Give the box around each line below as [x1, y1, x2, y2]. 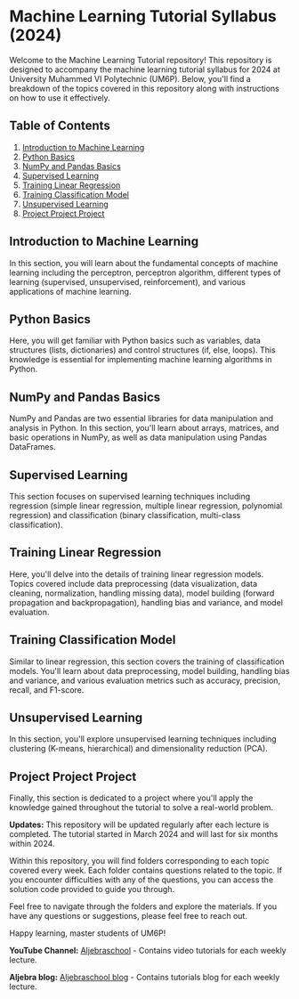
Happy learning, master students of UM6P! [9, 928, 166, 938]
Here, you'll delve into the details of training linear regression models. [9, 568, 264, 580]
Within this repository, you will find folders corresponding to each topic [9, 856, 270, 866]
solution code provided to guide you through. [9, 884, 175, 895]
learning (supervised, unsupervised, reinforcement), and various [9, 276, 246, 287]
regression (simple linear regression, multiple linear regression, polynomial [9, 500, 283, 511]
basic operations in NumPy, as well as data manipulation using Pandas [9, 432, 267, 443]
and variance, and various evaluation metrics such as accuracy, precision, [9, 675, 281, 686]
